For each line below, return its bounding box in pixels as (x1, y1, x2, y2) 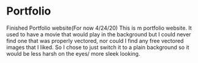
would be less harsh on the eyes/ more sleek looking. (6, 50, 141, 57)
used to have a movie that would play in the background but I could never (6, 30, 191, 38)
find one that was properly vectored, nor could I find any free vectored (6, 37, 184, 44)
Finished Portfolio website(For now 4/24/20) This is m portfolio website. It (6, 24, 193, 31)
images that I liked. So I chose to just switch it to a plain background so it (6, 44, 189, 51)
